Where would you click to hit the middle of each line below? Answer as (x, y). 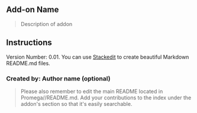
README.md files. (28, 63)
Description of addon (46, 24)
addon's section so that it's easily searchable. (76, 104)
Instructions (29, 43)
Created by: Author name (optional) (58, 78)
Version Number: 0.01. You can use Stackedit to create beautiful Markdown (98, 57)
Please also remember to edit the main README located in (92, 91)
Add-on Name (33, 10)
